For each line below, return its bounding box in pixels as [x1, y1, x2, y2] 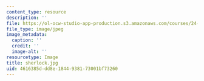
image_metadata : [6, 32, 47, 38]
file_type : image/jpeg [6, 26, 64, 32]
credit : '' [12, 43, 39, 49]
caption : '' [12, 37, 42, 43]
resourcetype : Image [6, 54, 59, 60]
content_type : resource [6, 9, 67, 15]
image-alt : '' [12, 49, 47, 55]
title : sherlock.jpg [6, 60, 59, 66]
